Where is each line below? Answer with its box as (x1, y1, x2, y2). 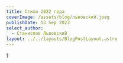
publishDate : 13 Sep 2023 (6, 19, 70, 25)
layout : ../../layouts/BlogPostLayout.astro (6, 36, 118, 42)
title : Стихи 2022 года (6, 8, 65, 15)
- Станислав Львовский (11, 31, 67, 37)
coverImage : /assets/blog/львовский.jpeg (6, 14, 110, 20)
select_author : (6, 25, 44, 31)
